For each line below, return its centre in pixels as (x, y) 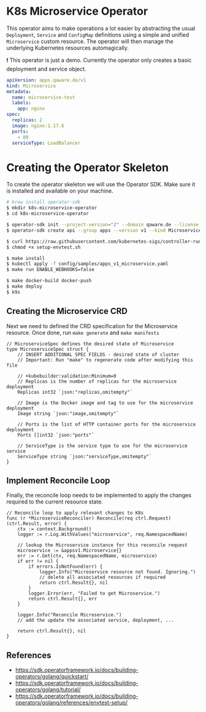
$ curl (15, 241)
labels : (22, 103)
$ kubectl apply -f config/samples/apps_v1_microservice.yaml (87, 264)
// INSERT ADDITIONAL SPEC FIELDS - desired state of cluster (98, 354)
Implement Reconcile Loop (58, 480)
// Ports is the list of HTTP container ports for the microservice (107, 424)
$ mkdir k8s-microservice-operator (52, 208)
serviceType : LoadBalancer (46, 143)
